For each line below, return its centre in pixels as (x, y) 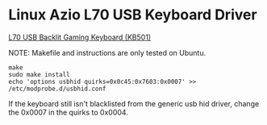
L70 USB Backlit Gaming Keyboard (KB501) (80, 37)
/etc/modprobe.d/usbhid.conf (57, 89)
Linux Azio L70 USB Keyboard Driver (133, 15)
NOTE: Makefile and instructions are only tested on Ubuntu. (107, 52)
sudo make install (39, 74)
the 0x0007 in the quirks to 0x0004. (69, 112)
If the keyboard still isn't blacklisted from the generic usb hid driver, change (134, 103)
